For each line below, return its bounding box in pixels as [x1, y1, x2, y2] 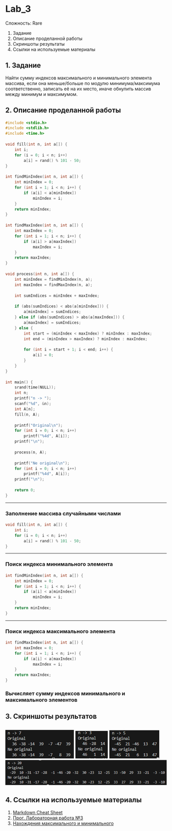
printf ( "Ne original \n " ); [14, 461, 70, 466]
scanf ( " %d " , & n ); [14, 401, 52, 406]
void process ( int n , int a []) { [5, 272, 74, 277]
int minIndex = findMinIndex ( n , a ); [14, 277, 93, 282]
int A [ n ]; [14, 406, 36, 411]
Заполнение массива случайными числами [5, 510, 121, 517]
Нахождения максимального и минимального [12, 820, 114, 826]
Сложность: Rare [5, 20, 42, 26]
